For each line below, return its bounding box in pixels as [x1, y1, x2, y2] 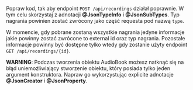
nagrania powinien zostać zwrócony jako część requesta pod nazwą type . [6, 18, 184, 24]
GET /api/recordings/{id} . [6, 47, 71, 54]
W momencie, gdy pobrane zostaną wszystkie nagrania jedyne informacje [6, 29, 185, 36]
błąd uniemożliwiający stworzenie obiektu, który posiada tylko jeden [6, 65, 171, 72]
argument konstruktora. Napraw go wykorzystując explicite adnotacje [6, 71, 174, 78]
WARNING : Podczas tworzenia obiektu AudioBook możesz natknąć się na [6, 58, 184, 65]
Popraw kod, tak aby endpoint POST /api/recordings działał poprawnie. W [6, 5, 184, 12]
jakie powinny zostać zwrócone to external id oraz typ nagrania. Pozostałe [6, 35, 185, 41]
